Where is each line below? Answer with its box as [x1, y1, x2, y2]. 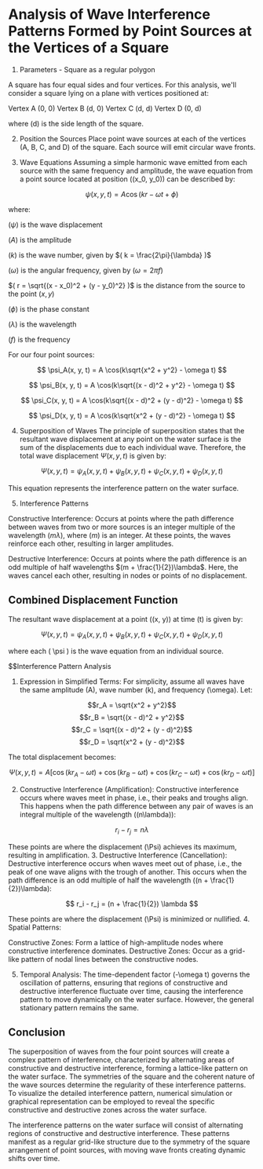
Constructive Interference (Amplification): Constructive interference [19, 785, 239, 795]
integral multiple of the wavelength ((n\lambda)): [19, 810, 177, 820]
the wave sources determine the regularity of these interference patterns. [8, 1079, 247, 1089]
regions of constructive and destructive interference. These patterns [8, 1128, 230, 1138]
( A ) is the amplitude [8, 235, 72, 244]
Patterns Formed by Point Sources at [8, 22, 253, 40]
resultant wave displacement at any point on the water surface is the [19, 434, 242, 444]
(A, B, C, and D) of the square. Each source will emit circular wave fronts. [19, 142, 256, 152]
